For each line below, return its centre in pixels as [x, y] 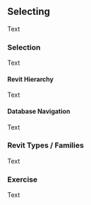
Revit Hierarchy [31, 79]
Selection [24, 47]
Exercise [23, 179]
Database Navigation [39, 111]
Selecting [29, 12]
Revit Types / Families [46, 145]
